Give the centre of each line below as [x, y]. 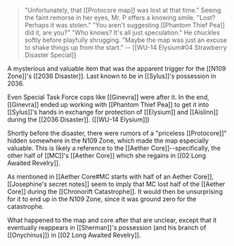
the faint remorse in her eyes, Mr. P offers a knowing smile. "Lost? [120, 18]
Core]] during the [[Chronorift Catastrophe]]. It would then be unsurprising [115, 192]
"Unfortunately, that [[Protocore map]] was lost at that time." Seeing [123, 10]
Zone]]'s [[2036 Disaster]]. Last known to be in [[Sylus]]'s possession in [112, 76]
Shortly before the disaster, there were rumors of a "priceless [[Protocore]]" [117, 133]
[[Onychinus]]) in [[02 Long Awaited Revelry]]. [74, 235]
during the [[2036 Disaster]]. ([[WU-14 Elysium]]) [78, 119]
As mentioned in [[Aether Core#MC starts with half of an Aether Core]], [111, 176]
